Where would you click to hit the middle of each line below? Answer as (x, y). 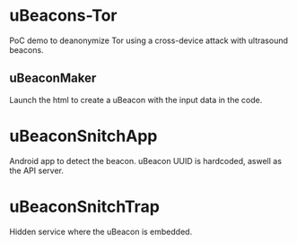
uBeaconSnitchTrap (84, 206)
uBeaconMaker (53, 78)
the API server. (37, 170)
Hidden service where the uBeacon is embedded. (101, 231)
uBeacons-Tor (63, 16)
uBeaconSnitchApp (83, 136)
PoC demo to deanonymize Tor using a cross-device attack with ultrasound (149, 40)
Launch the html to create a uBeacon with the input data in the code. (136, 100)
